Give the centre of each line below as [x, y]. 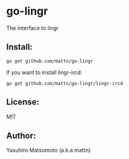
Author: [21, 136]
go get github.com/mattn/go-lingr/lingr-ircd [64, 83]
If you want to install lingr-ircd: [45, 72]
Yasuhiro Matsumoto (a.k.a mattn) [48, 151]
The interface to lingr [32, 28]
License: [23, 102]
